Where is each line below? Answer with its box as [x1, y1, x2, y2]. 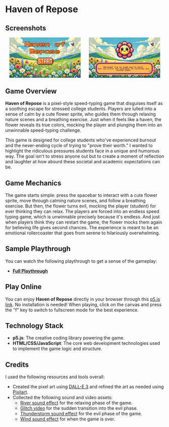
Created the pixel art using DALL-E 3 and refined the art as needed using [12, 384, 164, 390]
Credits [5, 360, 29, 369]
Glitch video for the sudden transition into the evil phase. [20, 405, 138, 411]
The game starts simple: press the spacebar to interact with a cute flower [5, 192, 158, 198]
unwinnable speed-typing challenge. [5, 127, 82, 133]
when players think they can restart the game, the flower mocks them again [5, 219, 162, 225]
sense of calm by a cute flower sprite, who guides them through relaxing [5, 111, 156, 117]
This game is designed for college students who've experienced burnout [5, 137, 156, 143]
